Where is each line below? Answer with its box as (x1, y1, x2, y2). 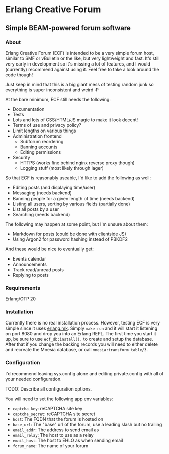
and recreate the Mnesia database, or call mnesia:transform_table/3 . (5, 347, 148, 353)
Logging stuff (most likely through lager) (20, 165, 104, 171)
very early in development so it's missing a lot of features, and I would (5, 60, 151, 67)
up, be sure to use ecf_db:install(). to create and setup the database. (5, 336, 153, 342)
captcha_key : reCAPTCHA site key (12, 405, 83, 411)
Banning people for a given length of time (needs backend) (12, 195, 135, 201)
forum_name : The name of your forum (12, 442, 89, 449)
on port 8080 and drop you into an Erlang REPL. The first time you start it (5, 331, 157, 337)
